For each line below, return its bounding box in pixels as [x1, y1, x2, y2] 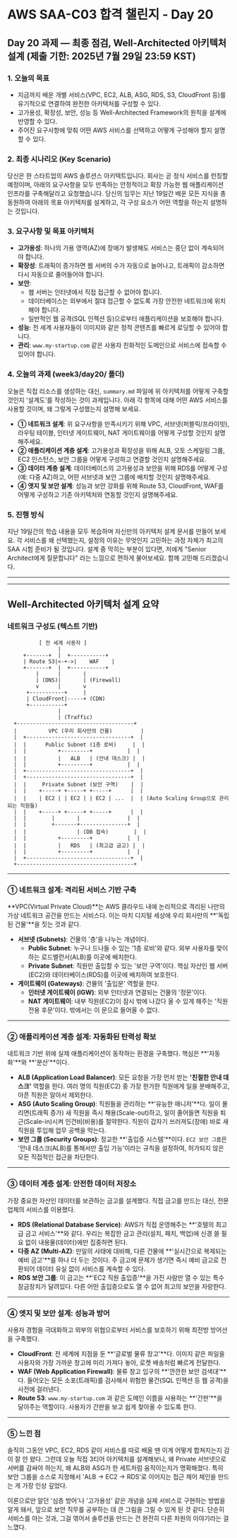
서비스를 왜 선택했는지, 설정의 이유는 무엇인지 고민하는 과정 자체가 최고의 [23, 536, 224, 545]
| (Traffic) [57, 713, 93, 721]
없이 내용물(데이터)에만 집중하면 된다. [25, 1238, 128, 1246]
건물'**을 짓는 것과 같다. [14, 920, 81, 929]
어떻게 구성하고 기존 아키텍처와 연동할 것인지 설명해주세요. [17, 490, 178, 499]
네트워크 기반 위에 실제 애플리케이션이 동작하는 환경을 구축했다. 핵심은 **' [7, 1049, 209, 1058]
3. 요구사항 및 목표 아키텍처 [7, 226, 95, 236]
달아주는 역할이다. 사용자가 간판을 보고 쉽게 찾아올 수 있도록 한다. [17, 1402, 196, 1411]
